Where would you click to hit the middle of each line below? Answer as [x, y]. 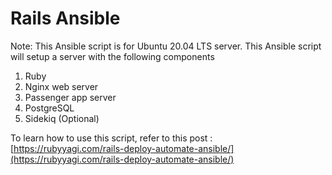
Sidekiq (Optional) [62, 118]
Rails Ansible [65, 18]
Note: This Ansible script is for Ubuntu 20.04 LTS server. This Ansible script [166, 46]
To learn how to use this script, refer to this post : [111, 138]
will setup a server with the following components [112, 56]
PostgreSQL [49, 108]
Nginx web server [61, 86]
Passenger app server [70, 97]
